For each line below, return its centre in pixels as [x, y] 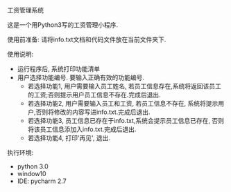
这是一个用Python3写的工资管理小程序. [63, 25]
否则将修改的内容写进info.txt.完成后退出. [93, 112]
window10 [32, 174]
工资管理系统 [25, 10]
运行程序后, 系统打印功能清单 [59, 69]
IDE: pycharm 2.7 [42, 181]
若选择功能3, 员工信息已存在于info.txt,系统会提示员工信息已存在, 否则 [126, 121]
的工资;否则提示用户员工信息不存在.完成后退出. [94, 95]
